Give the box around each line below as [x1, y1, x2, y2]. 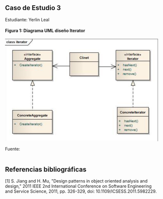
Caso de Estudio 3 [5, 4, 61, 12]
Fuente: [5, 146, 20, 152]
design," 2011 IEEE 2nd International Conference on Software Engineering [5, 183, 152, 189]
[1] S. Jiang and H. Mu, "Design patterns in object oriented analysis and [5, 178, 148, 184]
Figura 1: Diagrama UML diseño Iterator [5, 28, 85, 33]
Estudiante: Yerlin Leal [5, 16, 49, 22]
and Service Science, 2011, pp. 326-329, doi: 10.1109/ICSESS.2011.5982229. [5, 188, 157, 194]
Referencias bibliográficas [5, 165, 86, 173]
